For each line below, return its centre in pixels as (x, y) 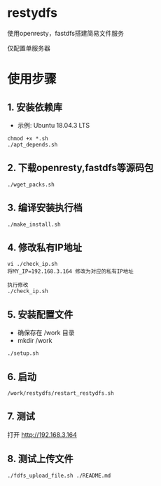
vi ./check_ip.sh (33, 264)
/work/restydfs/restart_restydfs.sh (61, 393)
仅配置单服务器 (29, 48)
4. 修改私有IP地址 (45, 247)
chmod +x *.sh (28, 138)
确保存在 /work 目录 (46, 333)
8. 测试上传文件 (40, 459)
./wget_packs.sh (31, 184)
